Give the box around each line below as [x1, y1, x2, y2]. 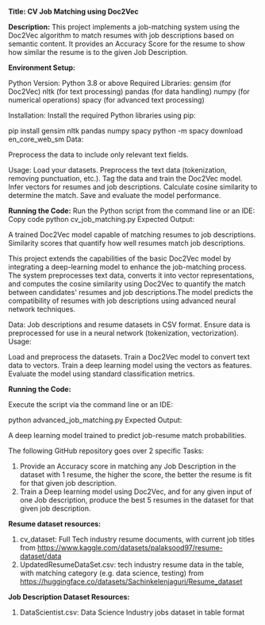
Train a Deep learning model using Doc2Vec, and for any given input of [19, 487, 252, 496]
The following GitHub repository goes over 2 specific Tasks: [8, 446, 205, 456]
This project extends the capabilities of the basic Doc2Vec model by [8, 254, 232, 263]
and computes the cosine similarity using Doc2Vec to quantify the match [8, 279, 246, 289]
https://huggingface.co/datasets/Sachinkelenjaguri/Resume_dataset [19, 576, 243, 586]
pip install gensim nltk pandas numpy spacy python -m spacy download [8, 126, 244, 135]
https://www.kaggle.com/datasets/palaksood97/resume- [36, 543, 224, 552]
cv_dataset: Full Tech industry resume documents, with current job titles [19, 534, 255, 544]
